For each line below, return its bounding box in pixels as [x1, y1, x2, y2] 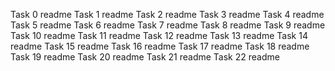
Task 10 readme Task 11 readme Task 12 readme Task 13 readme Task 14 [10, 30, 308, 41]
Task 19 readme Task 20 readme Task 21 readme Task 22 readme [10, 51, 280, 63]
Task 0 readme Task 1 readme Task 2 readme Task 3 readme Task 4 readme [10, 9, 325, 20]
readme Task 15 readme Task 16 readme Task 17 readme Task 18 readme [10, 40, 310, 52]
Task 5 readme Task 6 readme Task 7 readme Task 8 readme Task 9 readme [10, 19, 326, 31]
